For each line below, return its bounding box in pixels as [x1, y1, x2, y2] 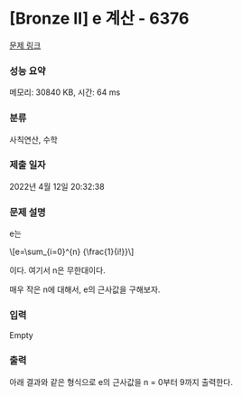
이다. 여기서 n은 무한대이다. [9, 265, 106, 276]
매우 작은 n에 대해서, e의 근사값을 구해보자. [9, 284, 161, 295]
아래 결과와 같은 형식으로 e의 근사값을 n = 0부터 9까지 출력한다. [9, 376, 233, 387]
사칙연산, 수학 [9, 134, 59, 145]
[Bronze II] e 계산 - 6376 [9, 8, 190, 29]
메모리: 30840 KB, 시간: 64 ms [9, 87, 121, 98]
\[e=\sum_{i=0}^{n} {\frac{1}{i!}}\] [9, 246, 135, 258]
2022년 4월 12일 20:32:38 [9, 181, 106, 192]
